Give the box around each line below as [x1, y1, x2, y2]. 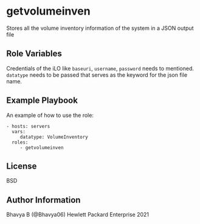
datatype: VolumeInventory [19, 134, 88, 140]
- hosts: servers [6, 123, 50, 129]
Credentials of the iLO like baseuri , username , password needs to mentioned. [6, 65, 195, 72]
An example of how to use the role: [6, 111, 94, 119]
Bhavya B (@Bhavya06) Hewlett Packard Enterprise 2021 [6, 211, 150, 219]
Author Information [6, 195, 81, 205]
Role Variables [6, 49, 62, 59]
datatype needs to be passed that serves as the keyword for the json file [6, 71, 187, 79]
